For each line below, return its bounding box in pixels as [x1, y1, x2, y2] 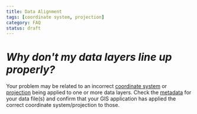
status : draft [6, 25, 41, 31]
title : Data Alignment [6, 8, 62, 15]
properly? [6, 63, 55, 77]
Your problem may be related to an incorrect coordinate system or [6, 83, 167, 90]
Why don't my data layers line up [6, 51, 172, 64]
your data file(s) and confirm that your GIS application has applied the [6, 95, 176, 102]
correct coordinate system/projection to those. [6, 102, 120, 109]
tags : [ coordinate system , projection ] [6, 14, 105, 20]
